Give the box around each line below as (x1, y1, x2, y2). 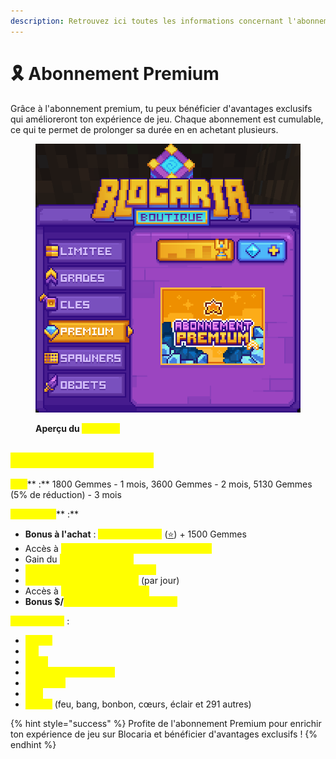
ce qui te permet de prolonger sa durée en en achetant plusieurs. (10, 123, 279, 135)
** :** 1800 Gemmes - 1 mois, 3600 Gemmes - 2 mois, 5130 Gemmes (26, 478, 313, 490)
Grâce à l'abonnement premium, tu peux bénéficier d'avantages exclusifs (10, 102, 313, 114)
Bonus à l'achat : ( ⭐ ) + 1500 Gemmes (24, 528, 247, 540)
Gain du (24, 553, 58, 565)
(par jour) (140, 574, 180, 586)
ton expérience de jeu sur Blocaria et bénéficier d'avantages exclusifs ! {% (10, 728, 318, 740)
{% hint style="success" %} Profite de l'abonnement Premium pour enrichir (10, 717, 322, 729)
